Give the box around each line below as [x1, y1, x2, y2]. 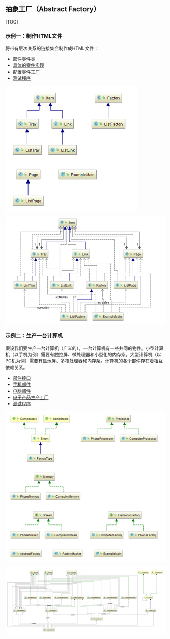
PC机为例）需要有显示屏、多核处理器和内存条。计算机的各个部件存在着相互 [5, 357, 163, 364]
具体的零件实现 [12, 62, 44, 69]
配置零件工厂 [12, 69, 40, 75]
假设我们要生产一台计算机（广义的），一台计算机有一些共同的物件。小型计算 [5, 345, 164, 351]
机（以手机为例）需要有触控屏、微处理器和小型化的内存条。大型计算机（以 [5, 351, 161, 357]
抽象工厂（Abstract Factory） [5, 5, 101, 14]
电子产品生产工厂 [12, 394, 49, 400]
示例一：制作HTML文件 [5, 32, 63, 39]
